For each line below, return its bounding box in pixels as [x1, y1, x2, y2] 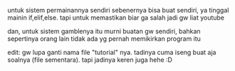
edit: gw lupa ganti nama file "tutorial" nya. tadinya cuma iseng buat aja [7, 49, 216, 56]
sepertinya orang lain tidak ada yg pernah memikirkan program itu [7, 34, 202, 43]
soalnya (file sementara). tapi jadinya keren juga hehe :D [7, 56, 173, 64]
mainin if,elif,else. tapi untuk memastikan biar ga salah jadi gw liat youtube [7, 13, 225, 22]
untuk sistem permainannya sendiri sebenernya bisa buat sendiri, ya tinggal [7, 6, 229, 14]
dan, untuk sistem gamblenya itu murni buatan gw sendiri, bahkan [7, 27, 201, 35]
